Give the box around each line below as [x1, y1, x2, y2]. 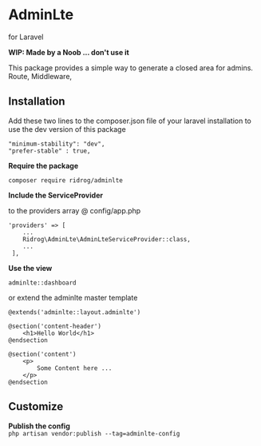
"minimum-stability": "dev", [8, 140, 105, 148]
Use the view [8, 263, 53, 273]
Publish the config [8, 421, 70, 431]
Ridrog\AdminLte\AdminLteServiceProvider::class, [22, 235, 192, 243]
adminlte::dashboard [8, 278, 77, 287]
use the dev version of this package [8, 124, 126, 133]
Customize [8, 400, 64, 413]
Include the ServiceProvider [8, 190, 104, 200]
